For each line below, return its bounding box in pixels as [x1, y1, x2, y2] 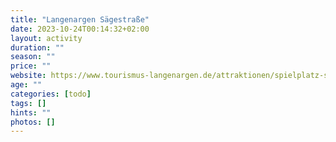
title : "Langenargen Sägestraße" [10, 14, 150, 25]
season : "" [10, 52, 56, 62]
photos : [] [10, 117, 56, 127]
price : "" [10, 61, 52, 71]
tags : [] [10, 98, 47, 108]
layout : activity [10, 33, 83, 43]
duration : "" [10, 42, 65, 53]
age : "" [10, 80, 43, 90]
